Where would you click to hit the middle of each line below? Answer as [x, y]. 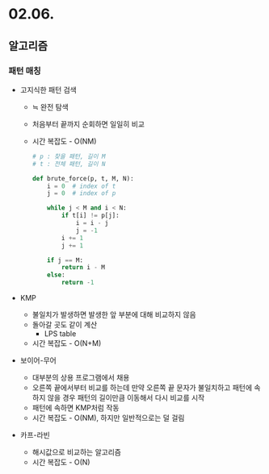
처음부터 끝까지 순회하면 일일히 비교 [88, 124]
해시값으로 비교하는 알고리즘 [76, 452]
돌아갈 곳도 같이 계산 [65, 324]
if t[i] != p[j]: [90, 216]
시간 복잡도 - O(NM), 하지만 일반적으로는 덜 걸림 [108, 418]
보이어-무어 [38, 360]
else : [57, 275]
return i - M [83, 268]
